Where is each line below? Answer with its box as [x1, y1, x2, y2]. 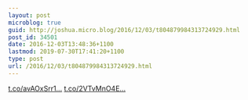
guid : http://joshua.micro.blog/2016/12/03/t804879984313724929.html [8, 26, 241, 34]
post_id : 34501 [8, 33, 58, 41]
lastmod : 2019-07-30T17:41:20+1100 [8, 48, 125, 55]
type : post [8, 55, 44, 63]
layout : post [8, 11, 51, 20]
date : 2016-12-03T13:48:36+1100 [8, 41, 114, 48]
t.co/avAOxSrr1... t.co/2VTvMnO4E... [8, 84, 126, 93]
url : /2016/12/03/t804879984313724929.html [8, 62, 153, 70]
